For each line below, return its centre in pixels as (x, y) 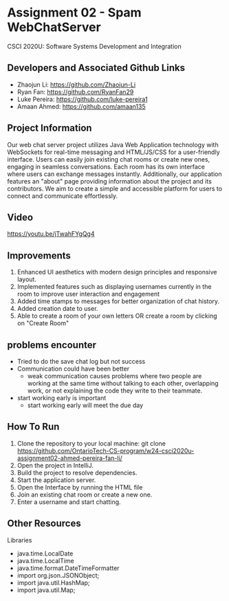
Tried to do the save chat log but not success (81, 361)
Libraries (20, 540)
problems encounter (52, 345)
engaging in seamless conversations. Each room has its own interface (106, 166)
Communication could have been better (73, 369)
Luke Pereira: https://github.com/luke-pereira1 (82, 99)
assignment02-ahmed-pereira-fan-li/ (69, 458)
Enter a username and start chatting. (69, 502)
